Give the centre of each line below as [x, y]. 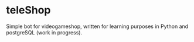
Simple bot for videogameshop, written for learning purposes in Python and [97, 26]
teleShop [28, 10]
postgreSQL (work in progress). [44, 32]
